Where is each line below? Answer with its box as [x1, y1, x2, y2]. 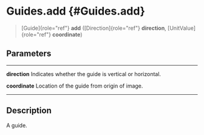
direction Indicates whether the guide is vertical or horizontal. [6, 70, 161, 77]
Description [6, 105, 52, 116]
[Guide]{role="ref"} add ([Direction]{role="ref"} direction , [21, 24, 167, 32]
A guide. [6, 122, 27, 129]
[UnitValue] [168, 24, 196, 32]
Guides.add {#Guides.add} [6, 4, 146, 18]
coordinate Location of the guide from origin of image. [6, 82, 143, 89]
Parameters [6, 49, 52, 59]
